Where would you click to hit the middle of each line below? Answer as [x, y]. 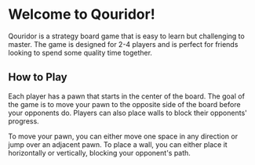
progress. [24, 121]
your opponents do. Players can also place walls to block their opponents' [127, 113]
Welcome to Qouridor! [82, 14]
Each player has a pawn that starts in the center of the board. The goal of [127, 96]
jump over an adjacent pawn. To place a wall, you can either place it [118, 144]
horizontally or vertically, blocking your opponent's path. [99, 152]
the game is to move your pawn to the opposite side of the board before [124, 104]
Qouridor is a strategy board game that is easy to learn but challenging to [126, 36]
